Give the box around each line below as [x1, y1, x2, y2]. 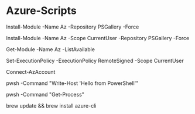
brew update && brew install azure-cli [6, 102, 97, 109]
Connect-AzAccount [6, 68, 56, 75]
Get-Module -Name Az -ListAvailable [6, 45, 95, 53]
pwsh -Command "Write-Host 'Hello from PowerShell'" [6, 80, 139, 87]
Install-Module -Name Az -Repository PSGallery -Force [6, 23, 139, 30]
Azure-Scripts [6, 4, 77, 17]
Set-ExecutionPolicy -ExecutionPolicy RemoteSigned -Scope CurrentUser [6, 57, 184, 64]
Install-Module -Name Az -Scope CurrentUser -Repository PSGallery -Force [6, 34, 190, 41]
